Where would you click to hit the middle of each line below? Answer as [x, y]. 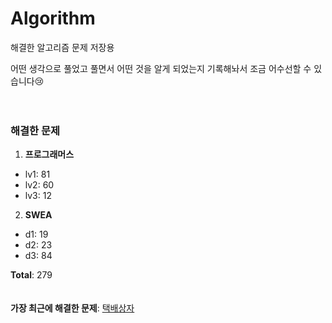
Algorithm [53, 18]
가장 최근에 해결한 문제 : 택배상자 [72, 308]
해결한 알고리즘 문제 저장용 [62, 47]
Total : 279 [31, 275]
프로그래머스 [49, 154]
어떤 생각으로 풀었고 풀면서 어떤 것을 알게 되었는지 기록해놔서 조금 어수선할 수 [161, 68]
